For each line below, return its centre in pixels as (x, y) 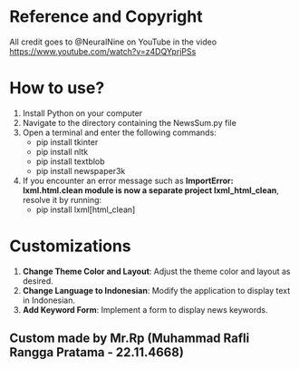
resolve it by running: (62, 199)
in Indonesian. (48, 300)
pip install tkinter (67, 141)
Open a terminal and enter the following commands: (120, 132)
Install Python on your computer (82, 113)
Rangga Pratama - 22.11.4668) (96, 352)
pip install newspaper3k (81, 170)
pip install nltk (62, 151)
